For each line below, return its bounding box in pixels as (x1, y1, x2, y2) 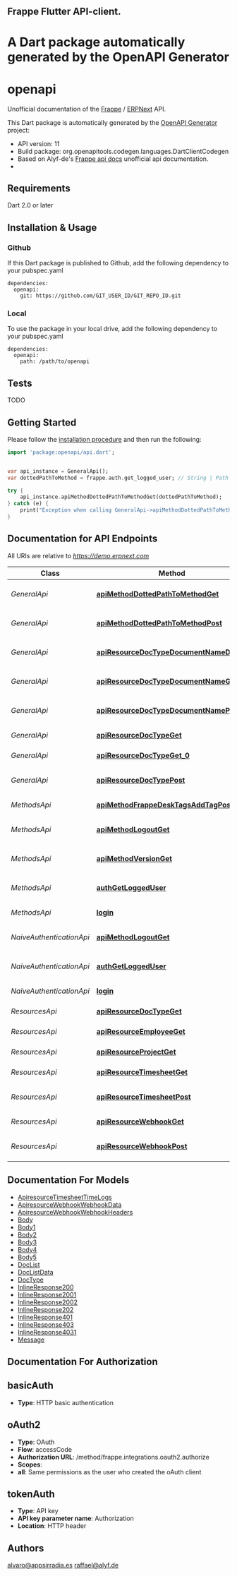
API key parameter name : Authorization (17, 1514, 134, 1523)
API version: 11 (17, 139, 60, 148)
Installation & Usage (7, 222, 97, 234)
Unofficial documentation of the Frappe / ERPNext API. (7, 104, 166, 113)
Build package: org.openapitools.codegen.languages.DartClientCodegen (17, 147, 229, 155)
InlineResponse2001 (17, 1290, 77, 1299)
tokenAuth (7, 1488, 55, 1500)
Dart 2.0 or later (7, 201, 54, 210)
